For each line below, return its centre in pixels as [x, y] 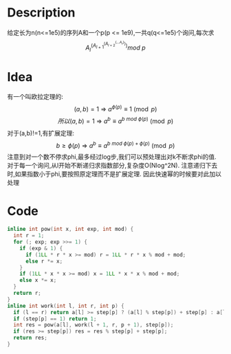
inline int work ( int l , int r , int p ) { [66, 306]
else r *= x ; [44, 261]
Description [41, 13]
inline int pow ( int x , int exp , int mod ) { [70, 229]
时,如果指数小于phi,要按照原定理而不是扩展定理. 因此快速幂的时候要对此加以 [114, 174]
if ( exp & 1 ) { [41, 248]
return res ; [31, 338]
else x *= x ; [38, 280]
